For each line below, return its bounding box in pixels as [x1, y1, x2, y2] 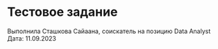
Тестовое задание [7, 4, 118, 20]
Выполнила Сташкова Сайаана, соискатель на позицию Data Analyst [7, 27, 211, 35]
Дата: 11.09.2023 [7, 34, 57, 42]
